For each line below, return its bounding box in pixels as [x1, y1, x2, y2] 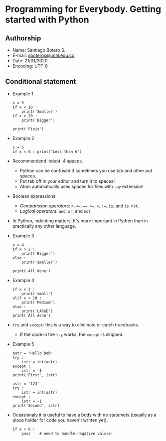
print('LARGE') [21, 308, 53, 313]
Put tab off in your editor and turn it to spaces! [19, 178, 115, 184]
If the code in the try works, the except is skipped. [19, 331, 124, 337]
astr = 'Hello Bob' [12, 350, 53, 356]
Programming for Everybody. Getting [5, 3, 162, 15]
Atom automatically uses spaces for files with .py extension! [19, 183, 144, 189]
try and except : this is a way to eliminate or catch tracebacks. [12, 321, 140, 327]
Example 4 [12, 277, 35, 283]
